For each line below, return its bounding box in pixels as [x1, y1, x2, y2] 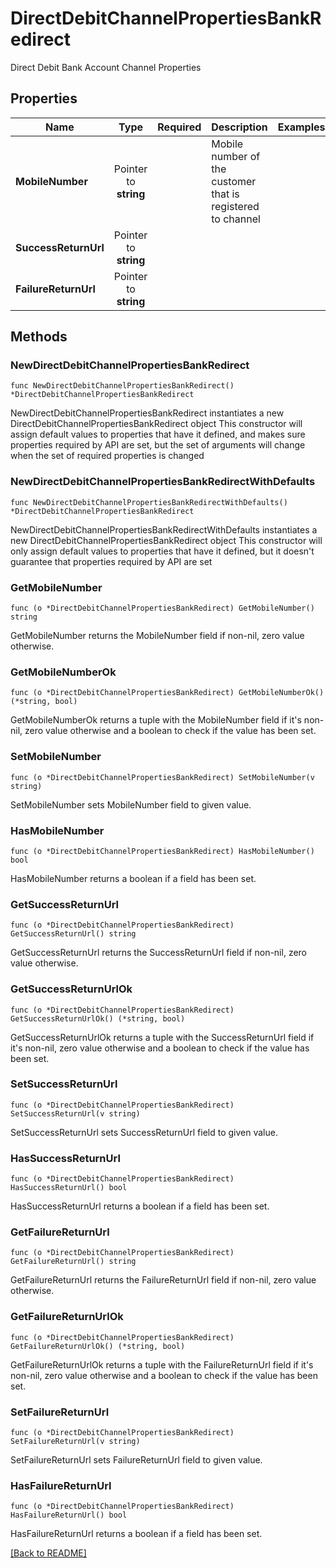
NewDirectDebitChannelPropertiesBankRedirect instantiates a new [10, 407, 285, 419]
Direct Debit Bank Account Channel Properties [10, 61, 202, 73]
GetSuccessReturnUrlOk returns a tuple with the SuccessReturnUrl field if [10, 1031, 315, 1043]
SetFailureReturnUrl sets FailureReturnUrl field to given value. [10, 1454, 263, 1466]
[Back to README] [10, 1547, 87, 1559]
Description [211, 120, 268, 134]
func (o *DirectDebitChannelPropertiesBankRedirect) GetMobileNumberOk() [10, 688, 325, 698]
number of [211, 149, 261, 163]
